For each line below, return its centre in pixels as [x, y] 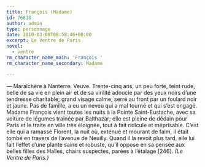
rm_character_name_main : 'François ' [55, 58]
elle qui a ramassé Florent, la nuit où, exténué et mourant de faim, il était [98, 132]
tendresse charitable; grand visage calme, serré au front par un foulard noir [102, 99]
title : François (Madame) [39, 12]
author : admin [25, 23]
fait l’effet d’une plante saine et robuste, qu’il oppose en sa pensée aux [96, 144]
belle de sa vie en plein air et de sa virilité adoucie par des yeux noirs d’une [101, 92]
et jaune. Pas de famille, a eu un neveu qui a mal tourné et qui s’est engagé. [102, 105]
